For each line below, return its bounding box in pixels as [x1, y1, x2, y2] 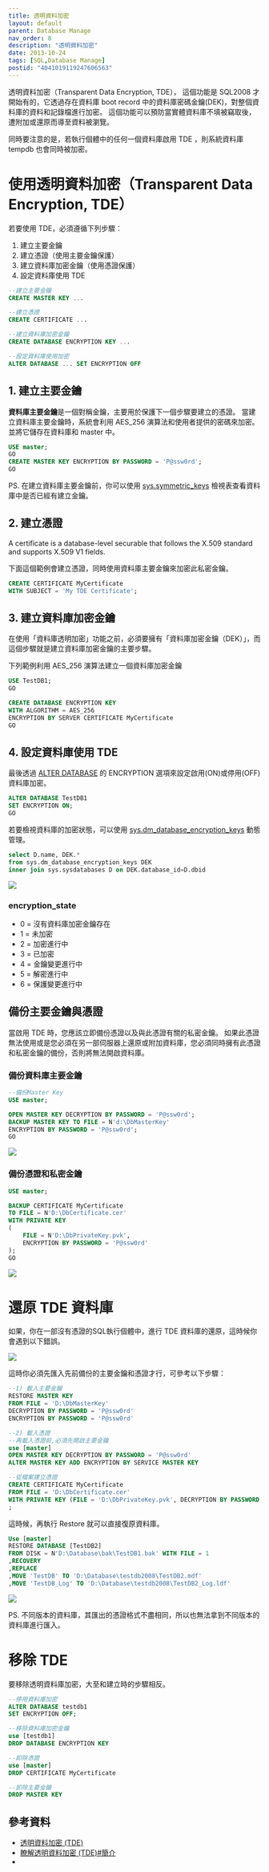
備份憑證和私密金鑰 [8, 1168, 82, 1180]
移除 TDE [8, 1651, 68, 1669]
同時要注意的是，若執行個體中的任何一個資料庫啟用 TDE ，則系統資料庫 [8, 134, 244, 144]
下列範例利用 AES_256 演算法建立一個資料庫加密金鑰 [8, 661, 183, 671]
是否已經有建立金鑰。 [22, 491, 93, 500]
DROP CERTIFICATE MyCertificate [8, 1768, 116, 1777]
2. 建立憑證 [8, 517, 63, 530]
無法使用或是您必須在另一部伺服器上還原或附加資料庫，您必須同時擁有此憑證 [8, 1038, 261, 1047]
